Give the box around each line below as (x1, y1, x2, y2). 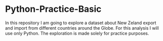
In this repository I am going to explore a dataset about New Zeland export (5, 20, 157, 26)
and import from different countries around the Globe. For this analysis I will (5, 25, 159, 31)
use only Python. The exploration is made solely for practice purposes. (5, 30, 149, 36)
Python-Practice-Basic (5, 3, 102, 15)
